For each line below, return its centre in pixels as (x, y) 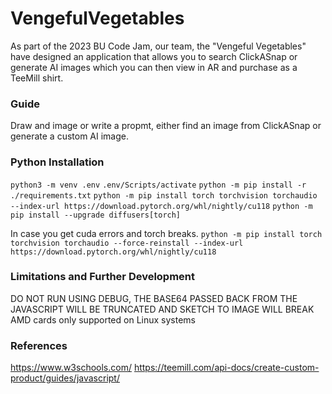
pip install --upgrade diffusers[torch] (96, 215)
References (39, 345)
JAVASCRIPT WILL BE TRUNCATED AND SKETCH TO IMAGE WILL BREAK (162, 309)
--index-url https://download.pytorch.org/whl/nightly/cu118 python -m (161, 206)
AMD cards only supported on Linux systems (103, 319)
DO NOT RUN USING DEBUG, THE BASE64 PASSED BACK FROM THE (154, 298)
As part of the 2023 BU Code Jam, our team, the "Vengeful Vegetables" (158, 46)
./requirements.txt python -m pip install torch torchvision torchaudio (164, 195)
